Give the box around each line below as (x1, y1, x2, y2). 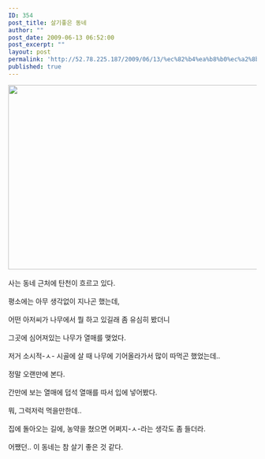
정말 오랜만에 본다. (8, 369, 65, 379)
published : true (8, 63, 62, 71)
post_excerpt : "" (8, 41, 65, 49)
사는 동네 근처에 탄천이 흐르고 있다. (8, 278, 116, 287)
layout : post (8, 48, 51, 56)
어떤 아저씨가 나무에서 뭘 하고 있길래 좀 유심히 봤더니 (8, 314, 170, 324)
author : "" (8, 26, 44, 34)
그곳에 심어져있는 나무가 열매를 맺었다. (8, 332, 126, 342)
